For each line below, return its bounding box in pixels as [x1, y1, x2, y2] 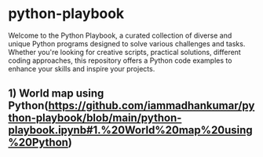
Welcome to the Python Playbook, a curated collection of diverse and [8, 31, 232, 40]
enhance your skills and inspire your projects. [8, 64, 155, 73]
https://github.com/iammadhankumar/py [48, 99, 255, 112]
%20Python [8, 136, 69, 149]
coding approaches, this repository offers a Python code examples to [8, 56, 232, 65]
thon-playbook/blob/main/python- [8, 111, 182, 125]
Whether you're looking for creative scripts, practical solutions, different [8, 47, 241, 57]
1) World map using [8, 87, 104, 100]
